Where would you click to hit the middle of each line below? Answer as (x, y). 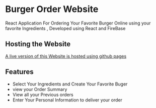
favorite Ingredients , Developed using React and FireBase (65, 28)
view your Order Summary (40, 89)
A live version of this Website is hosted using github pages (66, 56)
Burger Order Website (52, 9)
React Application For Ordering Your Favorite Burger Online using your (78, 23)
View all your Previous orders (43, 94)
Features (19, 72)
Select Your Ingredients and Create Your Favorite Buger (70, 84)
